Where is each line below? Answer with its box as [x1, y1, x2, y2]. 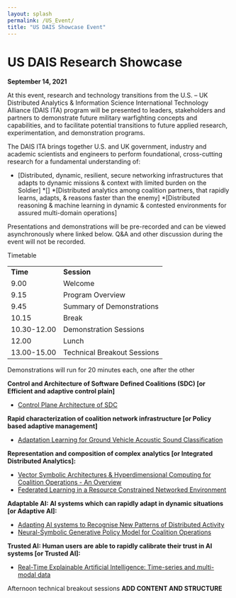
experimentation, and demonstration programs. [7, 129, 145, 137]
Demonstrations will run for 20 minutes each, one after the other [7, 366, 195, 374]
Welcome [62, 279, 95, 289]
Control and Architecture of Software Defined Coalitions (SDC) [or [7, 379, 206, 388]
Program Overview [62, 290, 126, 300]
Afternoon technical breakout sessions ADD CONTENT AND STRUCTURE [7, 585, 223, 593]
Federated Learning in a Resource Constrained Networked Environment [17, 485, 227, 494]
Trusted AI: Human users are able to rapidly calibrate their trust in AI [7, 542, 213, 551]
